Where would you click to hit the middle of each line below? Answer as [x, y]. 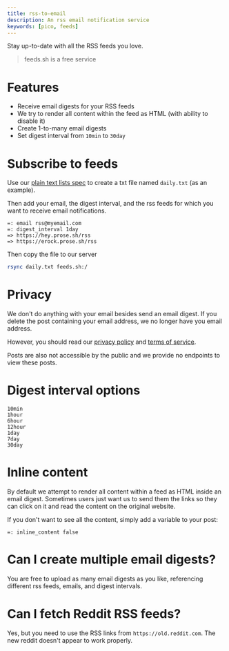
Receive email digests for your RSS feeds [76, 106]
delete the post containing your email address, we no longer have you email [114, 321]
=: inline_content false [43, 532]
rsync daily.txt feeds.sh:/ [48, 267]
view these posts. [32, 362]
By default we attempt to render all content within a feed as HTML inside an [114, 492]
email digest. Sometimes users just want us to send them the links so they [112, 498]
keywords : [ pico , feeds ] [43, 26]
